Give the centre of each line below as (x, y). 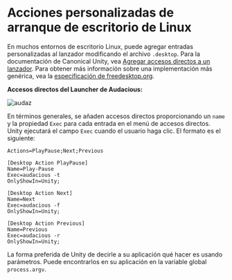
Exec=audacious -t (34, 175)
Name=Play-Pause (30, 169)
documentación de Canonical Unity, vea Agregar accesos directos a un (109, 61)
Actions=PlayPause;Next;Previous (55, 151)
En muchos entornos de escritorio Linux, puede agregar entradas (100, 46)
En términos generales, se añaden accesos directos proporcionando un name (116, 116)
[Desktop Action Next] (40, 193)
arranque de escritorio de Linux (99, 27)
